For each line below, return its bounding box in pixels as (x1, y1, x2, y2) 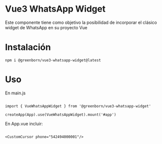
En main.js (5, 90, 26, 96)
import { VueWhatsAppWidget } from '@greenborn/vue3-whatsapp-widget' (5, 104, 151, 108)
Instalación (5, 42, 51, 53)
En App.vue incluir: (5, 121, 43, 126)
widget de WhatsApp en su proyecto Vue (5, 24, 88, 30)
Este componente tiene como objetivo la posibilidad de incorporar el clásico (5, 19, 157, 25)
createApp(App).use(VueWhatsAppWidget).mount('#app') (5, 112, 117, 117)
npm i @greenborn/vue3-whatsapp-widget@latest (5, 57, 101, 63)
